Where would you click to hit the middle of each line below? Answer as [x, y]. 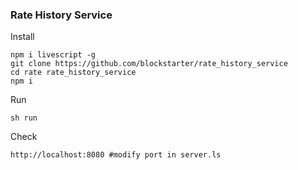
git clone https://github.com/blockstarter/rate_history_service [149, 64]
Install [22, 37]
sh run [24, 118]
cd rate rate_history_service [73, 73]
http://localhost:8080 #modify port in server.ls [116, 155]
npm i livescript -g [53, 55]
